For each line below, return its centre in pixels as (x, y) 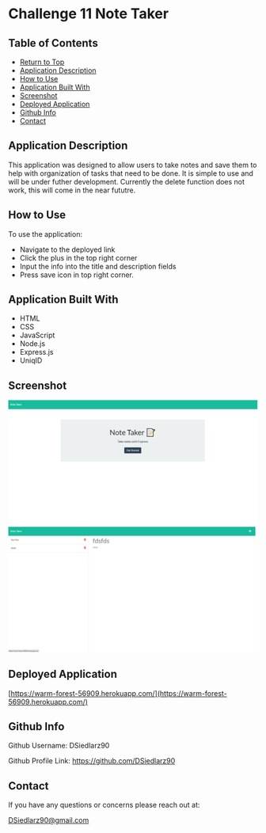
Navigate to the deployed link (67, 249)
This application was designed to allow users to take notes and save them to (133, 165)
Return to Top (42, 62)
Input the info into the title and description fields (98, 266)
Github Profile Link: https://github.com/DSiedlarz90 (92, 761)
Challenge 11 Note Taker (88, 14)
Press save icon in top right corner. (77, 275)
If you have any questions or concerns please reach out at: (104, 805)
